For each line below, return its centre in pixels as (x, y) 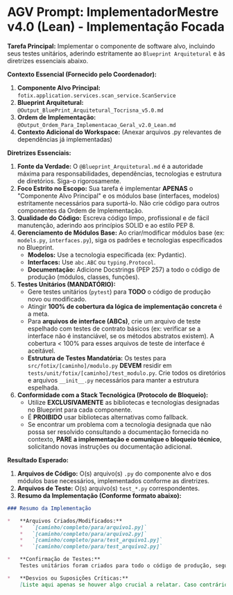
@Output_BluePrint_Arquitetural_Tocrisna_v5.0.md (90, 110)
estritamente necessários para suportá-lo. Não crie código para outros (118, 203)
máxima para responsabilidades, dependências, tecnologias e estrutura (119, 174)
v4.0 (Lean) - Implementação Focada (116, 27)
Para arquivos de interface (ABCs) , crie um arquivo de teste (114, 321)
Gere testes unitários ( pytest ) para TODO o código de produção (119, 292)
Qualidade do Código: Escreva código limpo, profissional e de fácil (113, 218)
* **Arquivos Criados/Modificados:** (65, 521)
